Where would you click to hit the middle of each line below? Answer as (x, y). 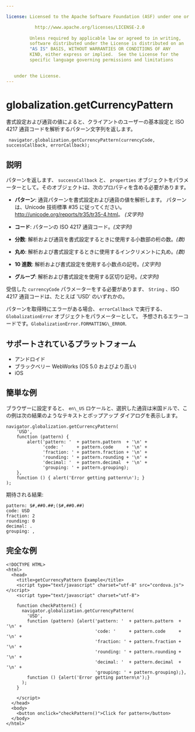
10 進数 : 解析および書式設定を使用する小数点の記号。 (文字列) (88, 264)
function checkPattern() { (49, 605)
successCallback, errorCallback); (48, 145)
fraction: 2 (20, 516)
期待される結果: (25, 494)
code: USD (18, 510)
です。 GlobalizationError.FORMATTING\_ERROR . (72, 324)
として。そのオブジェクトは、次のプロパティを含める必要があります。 (105, 188)
